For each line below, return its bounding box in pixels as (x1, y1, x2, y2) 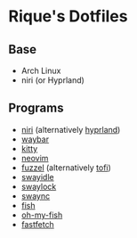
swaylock (20, 181, 57, 192)
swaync (20, 190, 51, 201)
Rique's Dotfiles (8, 6, 128, 27)
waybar (20, 134, 50, 144)
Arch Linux (20, 65, 61, 76)
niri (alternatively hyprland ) (20, 124, 121, 135)
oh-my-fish (20, 209, 63, 220)
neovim (20, 152, 49, 163)
